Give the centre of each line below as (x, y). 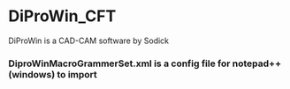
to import (77, 74)
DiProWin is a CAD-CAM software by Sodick (89, 41)
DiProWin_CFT (62, 16)
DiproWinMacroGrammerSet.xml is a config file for (119, 63)
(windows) (32, 74)
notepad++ (257, 63)
